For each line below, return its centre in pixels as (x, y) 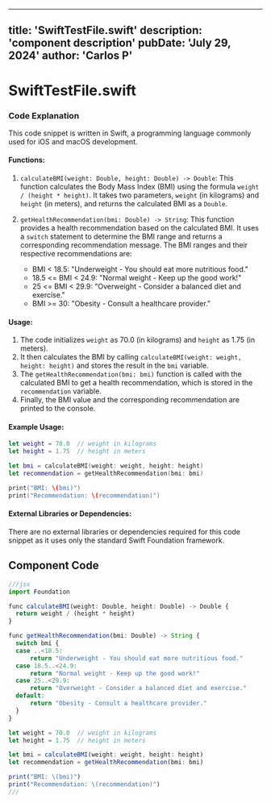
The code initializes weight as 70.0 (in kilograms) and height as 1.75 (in (138, 340)
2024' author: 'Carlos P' (71, 56)
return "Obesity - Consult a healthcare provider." (118, 703)
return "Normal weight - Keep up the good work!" (115, 673)
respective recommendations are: (76, 254)
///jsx (19, 584)
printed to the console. (58, 409)
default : (30, 696)
